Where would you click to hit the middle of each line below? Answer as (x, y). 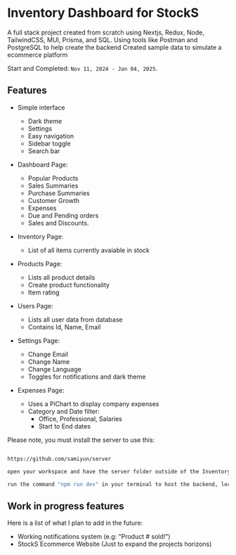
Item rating (44, 292)
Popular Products (53, 178)
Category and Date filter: (64, 411)
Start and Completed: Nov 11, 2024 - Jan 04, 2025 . (83, 68)
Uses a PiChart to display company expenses (93, 404)
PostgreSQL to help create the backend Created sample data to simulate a (114, 47)
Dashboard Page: (42, 164)
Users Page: (35, 306)
